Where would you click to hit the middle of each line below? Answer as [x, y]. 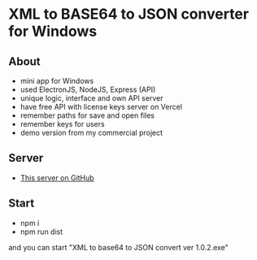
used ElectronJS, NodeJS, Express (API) [88, 89]
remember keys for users [62, 124]
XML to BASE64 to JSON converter [129, 14]
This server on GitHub [57, 178]
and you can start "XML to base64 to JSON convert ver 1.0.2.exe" [119, 247]
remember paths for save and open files [87, 115]
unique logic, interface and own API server [91, 98]
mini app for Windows [57, 81]
